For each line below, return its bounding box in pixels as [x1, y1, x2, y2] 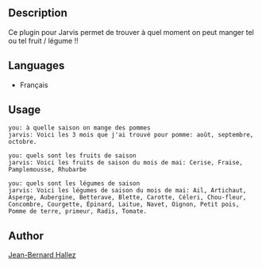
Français [19, 79, 48, 90]
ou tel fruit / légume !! [8, 36, 79, 45]
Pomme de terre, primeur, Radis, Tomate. [8, 207, 148, 215]
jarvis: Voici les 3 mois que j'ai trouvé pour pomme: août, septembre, [8, 131, 254, 139]
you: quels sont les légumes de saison [8, 180, 141, 188]
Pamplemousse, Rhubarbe [8, 166, 87, 174]
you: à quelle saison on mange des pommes [8, 124, 151, 132]
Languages [8, 59, 65, 72]
